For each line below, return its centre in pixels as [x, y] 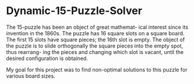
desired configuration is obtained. [47, 58]
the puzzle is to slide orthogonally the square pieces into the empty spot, [95, 46]
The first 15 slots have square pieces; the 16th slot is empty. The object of [96, 39]
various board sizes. [31, 76]
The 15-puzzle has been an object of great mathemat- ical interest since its [97, 27]
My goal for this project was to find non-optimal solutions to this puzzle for [97, 69]
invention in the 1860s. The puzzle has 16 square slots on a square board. [95, 33]
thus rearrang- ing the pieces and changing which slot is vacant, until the [95, 52]
